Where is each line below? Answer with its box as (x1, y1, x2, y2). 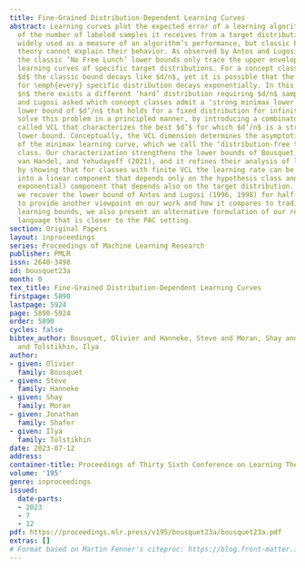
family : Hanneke (17, 385, 79, 394)
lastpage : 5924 (9, 300, 67, 309)
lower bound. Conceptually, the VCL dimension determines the (17, 132, 258, 141)
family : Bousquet (17, 367, 84, 377)
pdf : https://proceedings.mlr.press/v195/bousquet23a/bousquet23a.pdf (9, 528, 282, 537)
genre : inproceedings (9, 477, 92, 486)
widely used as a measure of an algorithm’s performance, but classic (17, 38, 290, 48)
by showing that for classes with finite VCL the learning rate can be (17, 165, 295, 174)
